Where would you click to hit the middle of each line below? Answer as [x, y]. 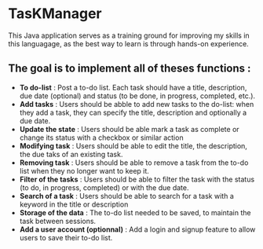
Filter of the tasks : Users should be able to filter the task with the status [137, 179]
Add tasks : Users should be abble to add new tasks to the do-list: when [137, 104]
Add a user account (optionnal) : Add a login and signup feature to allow [137, 229]
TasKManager [55, 14]
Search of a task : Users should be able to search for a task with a [126, 196]
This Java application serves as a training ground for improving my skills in [129, 35]
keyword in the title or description [74, 204]
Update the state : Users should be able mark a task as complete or [129, 129]
